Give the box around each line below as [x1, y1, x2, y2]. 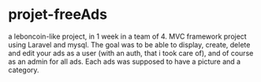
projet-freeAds [8, 6, 108, 24]
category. [8, 65, 39, 74]
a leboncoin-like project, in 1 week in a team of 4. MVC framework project [8, 32, 247, 41]
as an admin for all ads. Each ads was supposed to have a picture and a [8, 57, 241, 66]
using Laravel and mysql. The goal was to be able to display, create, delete [8, 39, 251, 49]
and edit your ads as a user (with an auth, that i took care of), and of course [8, 48, 254, 58]
